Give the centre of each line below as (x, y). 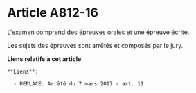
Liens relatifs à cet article (44, 59)
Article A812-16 (53, 13)
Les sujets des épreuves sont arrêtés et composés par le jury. (95, 45)
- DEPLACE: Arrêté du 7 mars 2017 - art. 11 (79, 84)
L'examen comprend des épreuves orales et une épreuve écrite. (98, 32)
